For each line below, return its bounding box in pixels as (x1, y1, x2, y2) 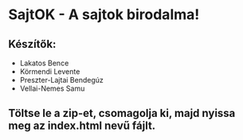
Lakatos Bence (19, 58, 69, 68)
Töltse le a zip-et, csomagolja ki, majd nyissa (8, 107, 236, 120)
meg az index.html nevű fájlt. (8, 119, 156, 133)
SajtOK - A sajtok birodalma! (8, 6, 200, 24)
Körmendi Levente (19, 67, 80, 76)
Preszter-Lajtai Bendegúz (19, 76, 104, 84)
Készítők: (8, 37, 57, 51)
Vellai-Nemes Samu (19, 84, 85, 93)
